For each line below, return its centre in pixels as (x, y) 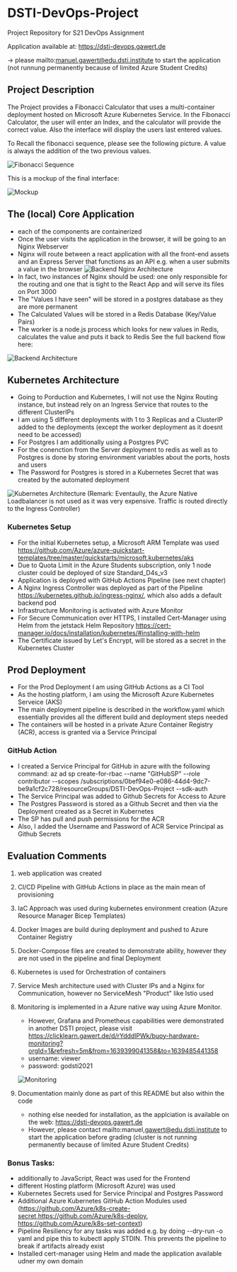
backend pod (37, 603)
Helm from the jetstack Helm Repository (76, 625)
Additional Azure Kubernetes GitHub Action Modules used (102, 1200)
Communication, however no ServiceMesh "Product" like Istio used (115, 993)
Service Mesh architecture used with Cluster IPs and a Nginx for (111, 985)
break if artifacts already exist (61, 1246)
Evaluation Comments (57, 856)
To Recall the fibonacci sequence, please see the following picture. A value (117, 143)
